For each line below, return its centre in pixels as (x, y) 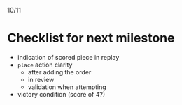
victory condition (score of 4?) (61, 94)
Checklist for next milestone (91, 38)
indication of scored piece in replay (68, 57)
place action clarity (45, 65)
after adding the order (59, 72)
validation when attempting (67, 87)
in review (41, 79)
